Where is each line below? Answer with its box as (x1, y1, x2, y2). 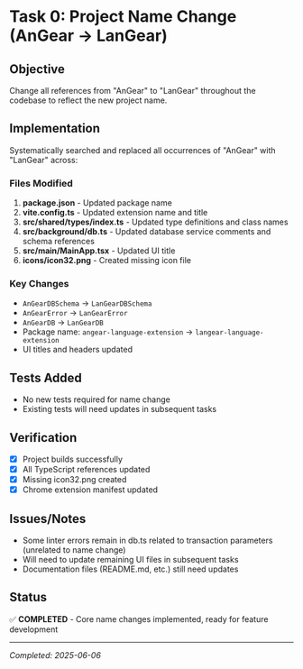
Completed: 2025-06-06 (9, 649, 102, 660)
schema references (22, 236, 95, 247)
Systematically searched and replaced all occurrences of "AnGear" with (9, 144, 277, 155)
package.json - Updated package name (22, 197, 173, 208)
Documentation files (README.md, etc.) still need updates (22, 564, 239, 574)
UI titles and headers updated (22, 344, 133, 355)
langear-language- (195, 328, 264, 337)
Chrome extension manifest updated (22, 484, 159, 495)
